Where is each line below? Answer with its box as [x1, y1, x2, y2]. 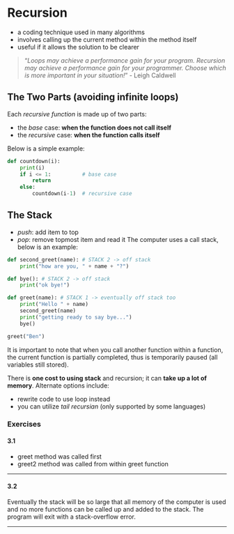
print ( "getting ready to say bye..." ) [19, 314, 132, 321]
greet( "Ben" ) [7, 333, 45, 340]
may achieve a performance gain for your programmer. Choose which [24, 63, 226, 72]
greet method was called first [17, 452, 102, 461]
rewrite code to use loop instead [17, 395, 111, 403]
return [32, 177, 52, 184]
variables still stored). [7, 360, 69, 369]
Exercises [7, 420, 42, 429]
